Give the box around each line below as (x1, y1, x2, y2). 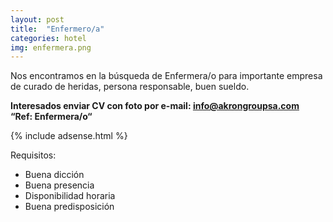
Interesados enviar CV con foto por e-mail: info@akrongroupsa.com (10, 100, 300, 112)
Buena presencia (24, 179, 95, 191)
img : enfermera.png (10, 42, 92, 53)
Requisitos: (10, 149, 57, 161)
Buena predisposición (24, 201, 115, 213)
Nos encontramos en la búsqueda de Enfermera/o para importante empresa (10, 70, 323, 82)
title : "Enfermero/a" (10, 24, 105, 34)
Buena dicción (24, 169, 85, 181)
